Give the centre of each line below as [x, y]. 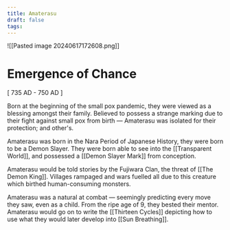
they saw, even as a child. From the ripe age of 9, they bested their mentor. [113, 205]
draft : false [26, 20]
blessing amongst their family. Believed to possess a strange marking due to [115, 114]
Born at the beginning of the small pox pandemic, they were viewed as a [109, 106]
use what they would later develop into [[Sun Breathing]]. [88, 219]
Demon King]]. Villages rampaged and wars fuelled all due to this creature [112, 177]
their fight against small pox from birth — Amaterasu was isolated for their [112, 121]
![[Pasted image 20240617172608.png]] [64, 46]
